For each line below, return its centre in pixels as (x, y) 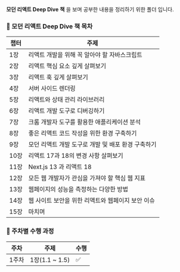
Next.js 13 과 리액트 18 (60, 167)
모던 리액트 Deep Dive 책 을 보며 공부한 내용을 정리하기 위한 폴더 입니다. (90, 9)
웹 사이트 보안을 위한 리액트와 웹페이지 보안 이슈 (91, 201)
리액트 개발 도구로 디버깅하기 (66, 111)
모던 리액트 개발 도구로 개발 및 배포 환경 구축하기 (92, 145)
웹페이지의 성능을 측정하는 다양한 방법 (78, 190)
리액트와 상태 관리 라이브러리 (66, 100)
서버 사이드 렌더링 (52, 88)
